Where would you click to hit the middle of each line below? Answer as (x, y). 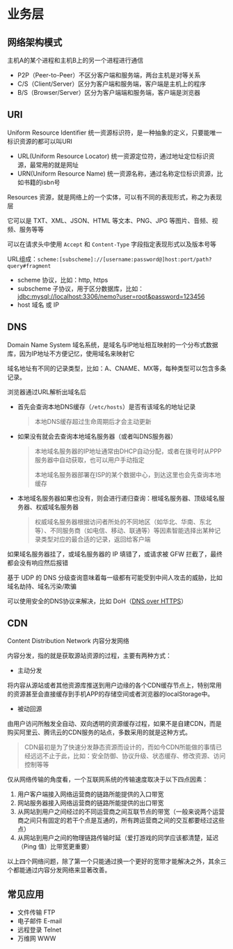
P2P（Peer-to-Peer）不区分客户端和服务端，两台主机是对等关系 (109, 75)
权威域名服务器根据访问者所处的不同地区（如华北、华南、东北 (123, 522)
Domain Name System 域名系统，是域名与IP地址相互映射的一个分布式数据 (113, 344)
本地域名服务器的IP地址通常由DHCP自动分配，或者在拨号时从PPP (128, 451)
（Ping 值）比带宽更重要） (55, 846)
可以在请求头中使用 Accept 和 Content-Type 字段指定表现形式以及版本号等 (112, 244)
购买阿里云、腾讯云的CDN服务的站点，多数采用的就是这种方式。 (99, 732)
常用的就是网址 (57, 165)
